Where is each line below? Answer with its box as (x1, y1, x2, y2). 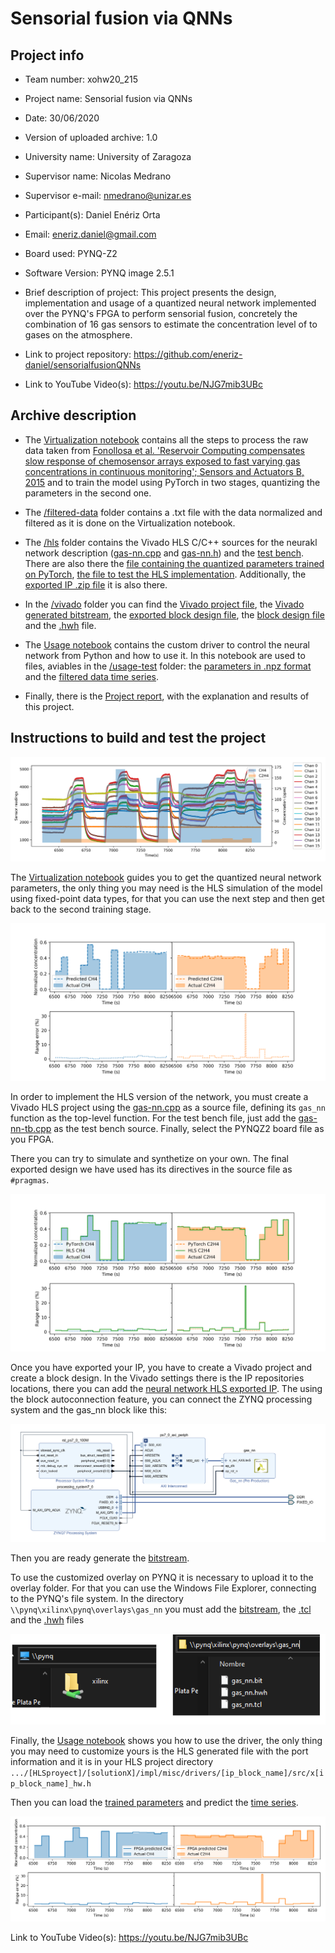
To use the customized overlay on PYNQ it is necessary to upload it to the (10, 1571, 314, 1583)
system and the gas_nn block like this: (10, 1404, 168, 1416)
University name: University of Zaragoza (24, 151, 192, 162)
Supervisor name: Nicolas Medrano (24, 170, 172, 182)
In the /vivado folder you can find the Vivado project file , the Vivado (24, 598, 305, 610)
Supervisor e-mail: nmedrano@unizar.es (24, 190, 192, 201)
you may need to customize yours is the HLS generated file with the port (10, 1745, 309, 1757)
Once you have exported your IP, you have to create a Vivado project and (10, 1362, 313, 1374)
